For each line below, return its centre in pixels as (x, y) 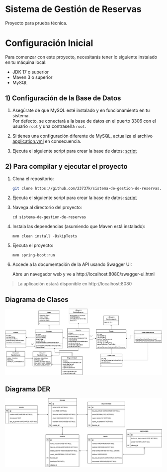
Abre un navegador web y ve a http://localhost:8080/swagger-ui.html (83, 274)
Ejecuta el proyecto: (33, 245)
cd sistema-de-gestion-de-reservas (49, 217)
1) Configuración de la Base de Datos (63, 98)
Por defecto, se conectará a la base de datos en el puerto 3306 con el (84, 121)
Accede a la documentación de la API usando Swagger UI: (72, 264)
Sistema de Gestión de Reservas (73, 9)
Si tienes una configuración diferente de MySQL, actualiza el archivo (83, 136)
